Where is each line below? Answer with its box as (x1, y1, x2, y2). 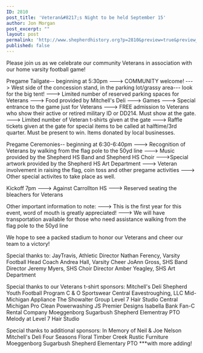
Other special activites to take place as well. (6, 173, 116, 180)
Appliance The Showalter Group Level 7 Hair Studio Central (30, 295, 178, 303)
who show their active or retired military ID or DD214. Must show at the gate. (6, 110, 196, 117)
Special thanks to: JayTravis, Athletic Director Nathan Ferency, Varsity (6, 252, 180, 259)
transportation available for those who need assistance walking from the (6, 216, 186, 223)
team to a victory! (6, 240, 50, 247)
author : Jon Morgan (6, 20, 56, 26)
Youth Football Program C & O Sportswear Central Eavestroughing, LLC (6, 289, 184, 297)
